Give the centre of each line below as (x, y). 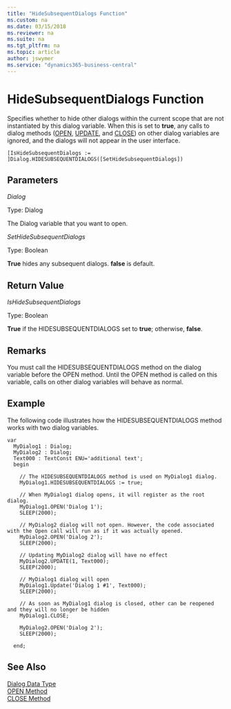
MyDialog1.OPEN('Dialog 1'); (61, 507)
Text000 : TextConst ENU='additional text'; (78, 458)
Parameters (33, 180)
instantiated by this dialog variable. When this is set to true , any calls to (109, 126)
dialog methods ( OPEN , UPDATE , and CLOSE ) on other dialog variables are (113, 133)
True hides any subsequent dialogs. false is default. (81, 264)
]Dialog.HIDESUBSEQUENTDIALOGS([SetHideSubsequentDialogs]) (96, 159)
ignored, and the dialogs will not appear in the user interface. (94, 140)
